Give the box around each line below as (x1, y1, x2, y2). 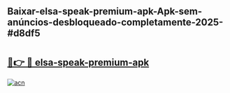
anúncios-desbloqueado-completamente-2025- (7, 17, 224, 29)
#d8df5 (7, 27, 41, 39)
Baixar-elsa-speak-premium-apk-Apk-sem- (7, 6, 203, 17)
